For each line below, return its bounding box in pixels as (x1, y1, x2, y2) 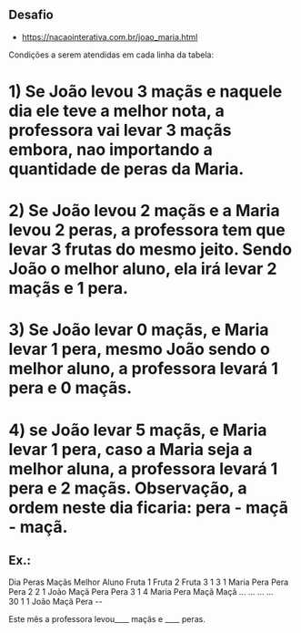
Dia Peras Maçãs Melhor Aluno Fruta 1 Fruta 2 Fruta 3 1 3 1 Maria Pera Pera (8, 576, 289, 587)
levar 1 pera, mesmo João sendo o (8, 339, 270, 359)
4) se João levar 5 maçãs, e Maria (8, 420, 267, 441)
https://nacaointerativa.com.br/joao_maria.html (21, 31, 198, 42)
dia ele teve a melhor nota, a (8, 100, 225, 121)
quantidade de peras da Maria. (8, 159, 245, 179)
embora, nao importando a (8, 140, 213, 160)
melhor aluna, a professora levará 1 (8, 458, 278, 479)
